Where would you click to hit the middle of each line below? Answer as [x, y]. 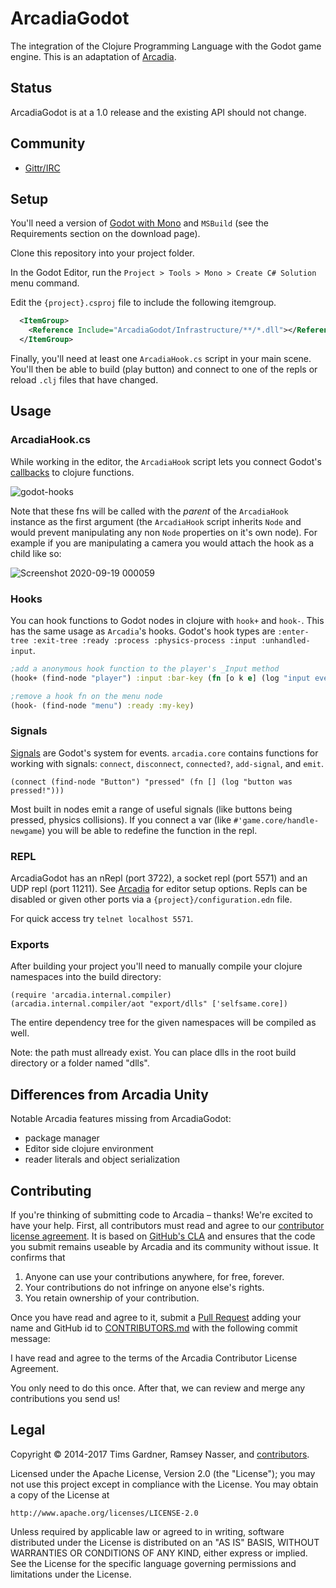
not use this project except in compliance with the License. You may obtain [164, 1484]
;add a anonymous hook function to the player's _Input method [145, 668]
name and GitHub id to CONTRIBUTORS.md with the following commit [154, 1328]
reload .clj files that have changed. [84, 380]
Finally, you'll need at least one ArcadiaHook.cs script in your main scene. [161, 358]
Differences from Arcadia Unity [109, 1094]
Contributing [51, 1190]
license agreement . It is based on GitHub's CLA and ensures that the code [163, 1236]
